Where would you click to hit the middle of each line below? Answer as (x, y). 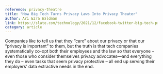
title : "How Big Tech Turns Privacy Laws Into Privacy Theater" (71, 14)
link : (10, 23)
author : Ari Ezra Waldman (31, 18)
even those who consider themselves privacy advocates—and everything (78, 56)
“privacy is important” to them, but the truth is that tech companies (72, 46)
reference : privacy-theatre (33, 9)
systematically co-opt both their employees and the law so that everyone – (80, 51)
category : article (24, 27)
